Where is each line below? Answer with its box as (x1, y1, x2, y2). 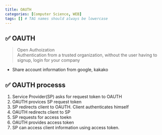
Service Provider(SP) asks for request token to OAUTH (12, 94, 122, 100)
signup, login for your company (17, 57, 81, 63)
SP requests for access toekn (12, 115, 72, 120)
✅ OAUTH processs (5, 81, 66, 89)
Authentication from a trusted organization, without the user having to (17, 52, 158, 58)
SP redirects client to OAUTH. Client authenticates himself (12, 104, 129, 110)
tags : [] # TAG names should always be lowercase (5, 16, 108, 21)
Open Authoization (17, 47, 55, 53)
